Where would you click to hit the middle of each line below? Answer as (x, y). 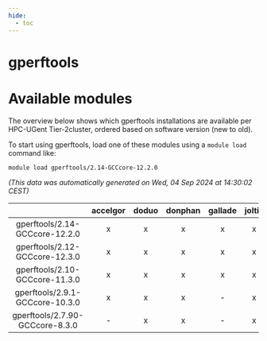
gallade (222, 210)
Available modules (70, 98)
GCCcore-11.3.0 (48, 279)
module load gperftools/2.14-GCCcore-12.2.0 (83, 168)
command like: (32, 153)
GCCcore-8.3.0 (48, 325)
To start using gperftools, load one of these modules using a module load (128, 145)
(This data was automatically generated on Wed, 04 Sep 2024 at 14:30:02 (130, 182)
